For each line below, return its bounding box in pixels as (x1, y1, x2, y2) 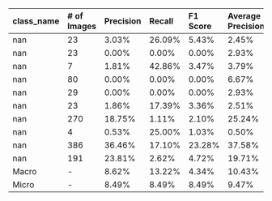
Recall (149, 15, 174, 27)
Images (67, 20, 97, 32)
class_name (12, 15, 60, 27)
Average (227, 11, 261, 21)
